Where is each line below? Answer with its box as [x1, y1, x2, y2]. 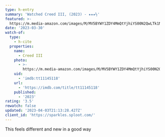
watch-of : [5, 30, 26, 35]
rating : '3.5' [5, 99, 34, 104]
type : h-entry [5, 7, 34, 12]
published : [14, 90, 36, 95]
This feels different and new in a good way [5, 126, 91, 132]
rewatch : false [5, 103, 36, 108]
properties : [9, 44, 34, 49]
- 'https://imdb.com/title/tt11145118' [18, 85, 100, 90]
